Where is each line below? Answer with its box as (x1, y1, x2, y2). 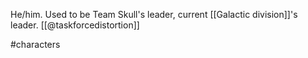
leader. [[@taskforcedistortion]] (10, 19, 140, 31)
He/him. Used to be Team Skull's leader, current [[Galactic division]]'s (10, 9, 298, 20)
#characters (10, 39, 61, 50)
